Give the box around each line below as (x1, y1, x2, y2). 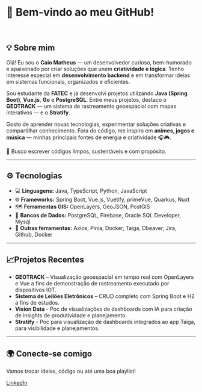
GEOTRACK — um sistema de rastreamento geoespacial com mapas (6, 102, 177, 110)
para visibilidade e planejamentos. (14, 325, 100, 332)
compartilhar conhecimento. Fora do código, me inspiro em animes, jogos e (6, 126, 195, 134)
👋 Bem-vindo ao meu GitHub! (6, 5, 155, 19)
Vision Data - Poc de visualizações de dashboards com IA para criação (14, 305, 192, 313)
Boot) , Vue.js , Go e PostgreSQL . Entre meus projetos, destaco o (6, 96, 167, 103)
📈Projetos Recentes (6, 254, 84, 264)
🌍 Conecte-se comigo (6, 349, 92, 359)
